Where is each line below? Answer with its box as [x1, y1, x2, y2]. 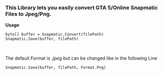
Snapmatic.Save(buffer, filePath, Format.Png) [5, 65, 106, 70]
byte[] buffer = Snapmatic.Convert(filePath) [5, 32, 104, 37]
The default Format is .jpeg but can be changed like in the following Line [5, 55, 157, 61]
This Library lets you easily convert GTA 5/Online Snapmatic [5, 4, 158, 11]
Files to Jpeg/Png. [5, 10, 52, 17]
